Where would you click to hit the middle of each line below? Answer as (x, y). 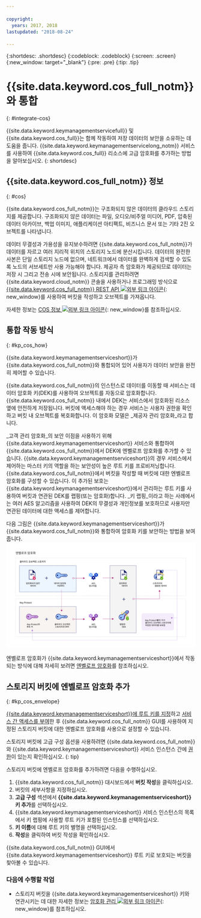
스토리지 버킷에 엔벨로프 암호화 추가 (68, 686)
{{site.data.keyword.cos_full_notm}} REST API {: (87, 289)
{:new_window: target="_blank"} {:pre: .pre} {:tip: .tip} (73, 63)
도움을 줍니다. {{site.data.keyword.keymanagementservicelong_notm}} (93, 146)
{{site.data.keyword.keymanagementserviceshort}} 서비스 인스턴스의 (99, 812)
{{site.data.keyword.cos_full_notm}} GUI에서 (61, 848)
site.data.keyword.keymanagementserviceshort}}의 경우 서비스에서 (110, 458)
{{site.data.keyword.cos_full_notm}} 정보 (85, 181)
